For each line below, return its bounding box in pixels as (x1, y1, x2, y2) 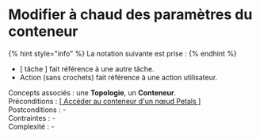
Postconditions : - (8, 105, 67, 114)
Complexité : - (8, 122, 55, 131)
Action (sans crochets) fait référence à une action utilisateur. (19, 72, 218, 82)
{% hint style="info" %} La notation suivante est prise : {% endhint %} (8, 48, 238, 58)
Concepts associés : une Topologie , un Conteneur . (8, 87, 177, 97)
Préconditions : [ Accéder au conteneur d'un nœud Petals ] (8, 96, 201, 106)
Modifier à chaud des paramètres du (8, 6, 253, 24)
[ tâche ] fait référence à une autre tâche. (19, 64, 155, 73)
